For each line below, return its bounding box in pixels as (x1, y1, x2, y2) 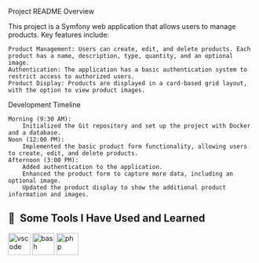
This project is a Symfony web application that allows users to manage (8, 22, 237, 31)
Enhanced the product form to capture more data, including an (22, 170, 234, 178)
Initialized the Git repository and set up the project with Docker (22, 122, 251, 130)
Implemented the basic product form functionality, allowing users (22, 142, 247, 150)
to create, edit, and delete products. (8, 150, 139, 157)
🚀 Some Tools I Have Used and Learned (8, 211, 206, 225)
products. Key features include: (8, 31, 110, 39)
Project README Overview (8, 7, 95, 16)
